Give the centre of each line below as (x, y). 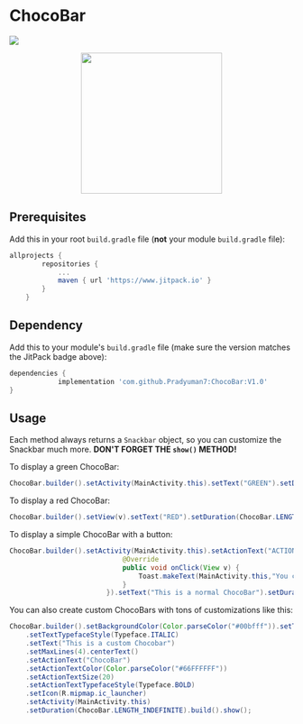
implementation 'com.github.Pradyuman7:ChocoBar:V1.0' (163, 381)
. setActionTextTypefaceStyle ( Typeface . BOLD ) (110, 685)
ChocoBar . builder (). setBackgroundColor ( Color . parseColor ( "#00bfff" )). (145, 627)
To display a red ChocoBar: (60, 500)
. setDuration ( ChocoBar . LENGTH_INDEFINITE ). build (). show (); (139, 710)
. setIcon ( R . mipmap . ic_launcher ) (86, 694)
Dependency (46, 325)
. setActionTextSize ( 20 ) (70, 677)
